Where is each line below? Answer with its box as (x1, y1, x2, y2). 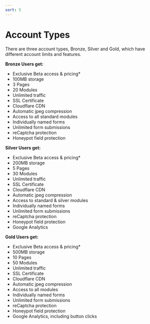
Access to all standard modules (12, 113, 78, 119)
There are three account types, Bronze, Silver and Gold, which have (5, 46, 145, 52)
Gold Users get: (5, 234, 39, 240)
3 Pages (12, 81, 30, 87)
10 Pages (12, 254, 32, 260)
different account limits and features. (5, 51, 82, 57)
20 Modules (12, 87, 38, 93)
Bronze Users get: (5, 61, 44, 67)
